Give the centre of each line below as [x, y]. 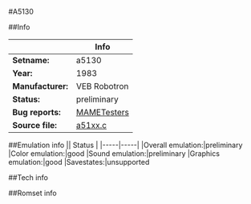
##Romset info [33, 193]
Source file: [35, 125]
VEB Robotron [102, 86]
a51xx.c [91, 125]
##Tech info [28, 178]
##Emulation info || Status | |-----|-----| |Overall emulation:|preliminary [125, 145]
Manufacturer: [40, 86]
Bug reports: [37, 112]
